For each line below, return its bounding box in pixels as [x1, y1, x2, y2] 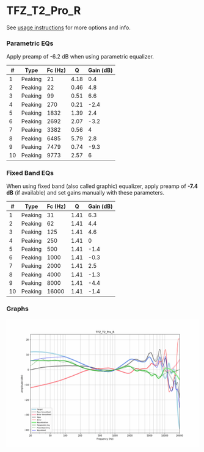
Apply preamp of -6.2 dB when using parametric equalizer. [6, 53, 155, 60]
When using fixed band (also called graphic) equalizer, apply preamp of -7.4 [6, 182, 199, 190]
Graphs [6, 304, 29, 313]
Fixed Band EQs [6, 168, 54, 177]
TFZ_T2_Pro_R [6, 4, 81, 18]
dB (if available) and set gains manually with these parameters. [6, 189, 165, 196]
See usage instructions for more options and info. [6, 24, 131, 31]
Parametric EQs [6, 39, 54, 48]
